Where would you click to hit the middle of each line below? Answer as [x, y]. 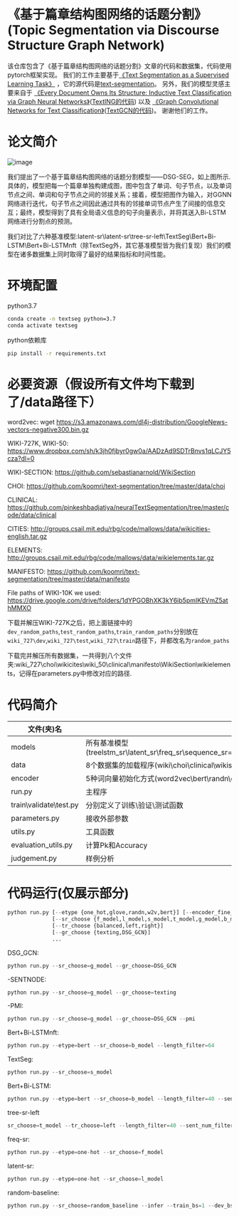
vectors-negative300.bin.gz [48, 430]
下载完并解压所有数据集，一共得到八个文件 [70, 656]
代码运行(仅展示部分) [68, 893]
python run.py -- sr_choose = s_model [60, 1072]
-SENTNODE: [27, 979]
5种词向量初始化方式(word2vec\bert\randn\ [158, 779]
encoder [25, 778]
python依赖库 [27, 340]
